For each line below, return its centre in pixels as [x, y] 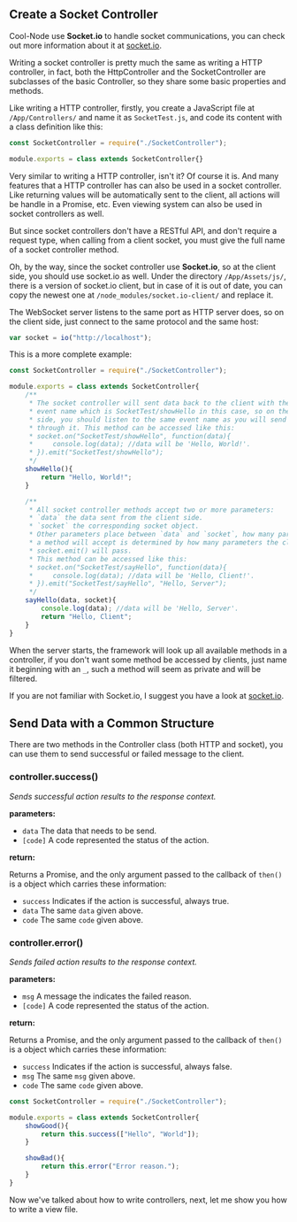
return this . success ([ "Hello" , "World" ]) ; [120, 1134]
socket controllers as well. [57, 213]
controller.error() [46, 942]
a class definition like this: [56, 127]
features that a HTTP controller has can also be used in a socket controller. [145, 185]
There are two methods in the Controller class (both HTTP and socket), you [146, 745]
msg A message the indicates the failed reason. [107, 996]
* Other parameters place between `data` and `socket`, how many [152, 535]
